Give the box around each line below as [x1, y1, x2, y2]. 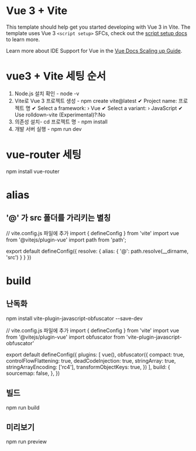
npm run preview [6, 438, 47, 445]
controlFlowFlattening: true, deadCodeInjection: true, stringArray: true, [6, 357, 176, 364]
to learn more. [6, 36, 40, 43]
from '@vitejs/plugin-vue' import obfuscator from [6, 333, 125, 340]
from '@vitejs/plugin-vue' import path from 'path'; [6, 236, 127, 243]
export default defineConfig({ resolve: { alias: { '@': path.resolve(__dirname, [6, 247, 189, 254]
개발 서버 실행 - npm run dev [14, 125, 82, 132]
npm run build [6, 404, 40, 411]
